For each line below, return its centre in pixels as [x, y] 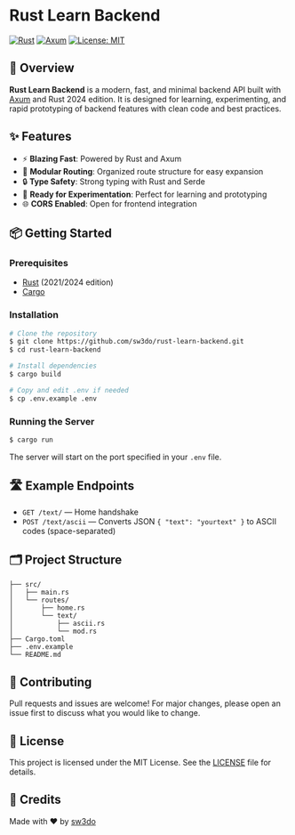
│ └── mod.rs [53, 632]
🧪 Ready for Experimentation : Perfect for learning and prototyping [144, 194]
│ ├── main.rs [39, 593]
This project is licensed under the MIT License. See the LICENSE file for [140, 763]
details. [23, 772]
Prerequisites [39, 263]
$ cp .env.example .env [53, 398]
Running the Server [52, 421]
